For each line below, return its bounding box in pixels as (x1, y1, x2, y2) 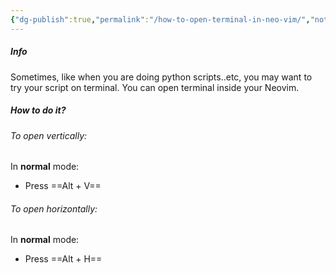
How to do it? (10, 104, 67, 116)
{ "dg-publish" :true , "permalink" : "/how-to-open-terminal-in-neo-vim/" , (10, 14, 311, 25)
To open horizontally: (10, 202, 98, 215)
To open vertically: (10, 129, 88, 141)
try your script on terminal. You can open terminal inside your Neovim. (10, 81, 300, 93)
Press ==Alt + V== (24, 180, 102, 192)
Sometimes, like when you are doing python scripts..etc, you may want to (10, 71, 313, 83)
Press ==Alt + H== (24, 253, 103, 265)
